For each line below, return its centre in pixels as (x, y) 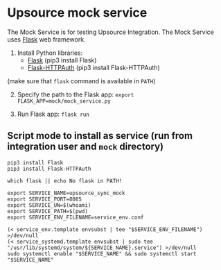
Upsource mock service (77, 13)
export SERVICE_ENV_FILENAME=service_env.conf (76, 217)
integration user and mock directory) (86, 147)
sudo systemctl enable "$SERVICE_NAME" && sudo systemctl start (102, 254)
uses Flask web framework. (46, 39)
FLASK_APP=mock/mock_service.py (64, 101)
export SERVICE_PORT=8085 (44, 199)
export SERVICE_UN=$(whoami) (49, 205)
